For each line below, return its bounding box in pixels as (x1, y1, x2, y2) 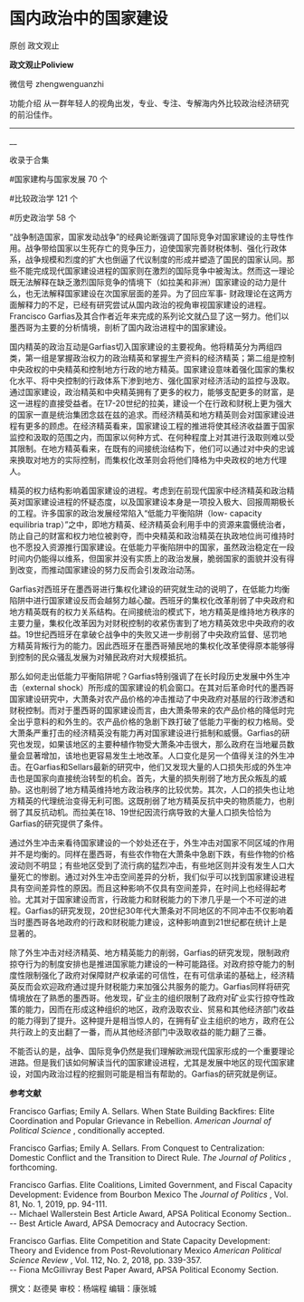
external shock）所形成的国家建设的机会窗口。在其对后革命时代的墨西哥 (24, 681, 295, 693)
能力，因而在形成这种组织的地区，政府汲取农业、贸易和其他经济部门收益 (24, 1003, 295, 1015)
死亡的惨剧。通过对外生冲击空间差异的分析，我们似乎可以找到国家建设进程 (16, 871, 295, 882)
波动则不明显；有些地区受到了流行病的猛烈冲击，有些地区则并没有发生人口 (9, 860, 287, 871)
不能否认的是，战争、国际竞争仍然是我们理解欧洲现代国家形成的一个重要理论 (9, 1046, 295, 1056)
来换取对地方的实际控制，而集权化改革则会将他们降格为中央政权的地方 (9, 454, 271, 465)
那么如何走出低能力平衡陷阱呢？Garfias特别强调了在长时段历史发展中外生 (9, 670, 282, 681)
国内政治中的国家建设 (9, 8, 169, 29)
